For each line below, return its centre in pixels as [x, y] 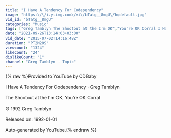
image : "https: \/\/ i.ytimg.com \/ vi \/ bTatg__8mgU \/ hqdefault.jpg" [76, 15]
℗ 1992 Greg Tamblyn [28, 109]
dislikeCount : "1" [25, 57]
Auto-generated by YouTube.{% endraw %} [51, 130]
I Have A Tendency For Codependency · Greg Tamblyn [62, 87]
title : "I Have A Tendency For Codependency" [54, 10]
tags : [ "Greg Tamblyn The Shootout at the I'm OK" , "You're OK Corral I [83, 29]
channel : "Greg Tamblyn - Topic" [41, 62]
